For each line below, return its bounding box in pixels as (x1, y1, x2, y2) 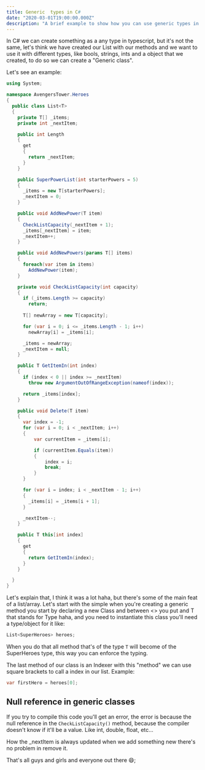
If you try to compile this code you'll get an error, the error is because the (6, 713, 191, 720)
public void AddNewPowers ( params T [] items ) (17, 250, 133, 256)
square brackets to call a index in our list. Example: (6, 668, 135, 675)
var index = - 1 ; (22, 419, 64, 425)
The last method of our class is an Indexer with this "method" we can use (6, 661, 191, 669)
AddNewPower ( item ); (28, 267, 79, 273)
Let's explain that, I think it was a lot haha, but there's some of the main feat (6, 594, 198, 601)
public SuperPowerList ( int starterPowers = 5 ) (17, 176, 139, 183)
